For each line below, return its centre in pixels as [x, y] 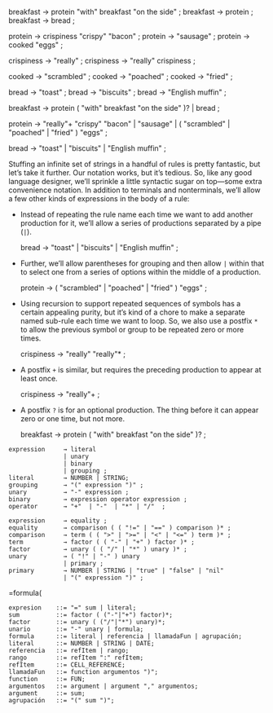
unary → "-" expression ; [69, 492]
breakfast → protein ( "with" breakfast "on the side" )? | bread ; [114, 108]
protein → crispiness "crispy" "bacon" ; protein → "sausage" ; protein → [129, 36]
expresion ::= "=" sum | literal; [73, 608]
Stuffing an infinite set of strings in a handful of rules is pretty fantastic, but [134, 164]
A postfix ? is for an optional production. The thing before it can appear [139, 410]
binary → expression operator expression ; [98, 500]
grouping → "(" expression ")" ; [76, 485]
